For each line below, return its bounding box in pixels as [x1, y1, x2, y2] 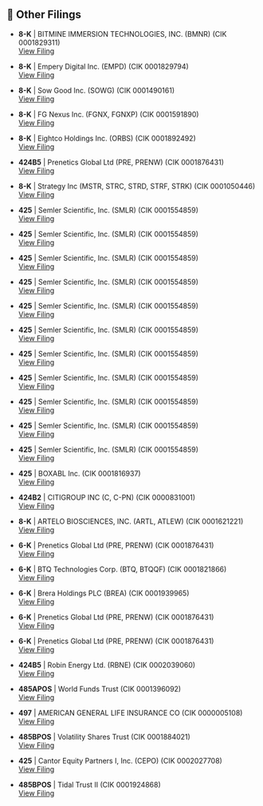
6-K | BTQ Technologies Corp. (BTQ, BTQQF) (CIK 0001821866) [18, 564, 227, 574]
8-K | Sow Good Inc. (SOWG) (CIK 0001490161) [18, 85, 175, 95]
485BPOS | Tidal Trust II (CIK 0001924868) [18, 780, 162, 789]
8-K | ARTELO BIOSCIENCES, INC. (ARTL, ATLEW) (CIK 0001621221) [18, 516, 244, 526]
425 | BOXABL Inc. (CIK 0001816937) [18, 468, 141, 478]
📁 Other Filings [6, 8, 82, 22]
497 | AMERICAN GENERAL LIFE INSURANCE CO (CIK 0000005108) [18, 708, 243, 717]
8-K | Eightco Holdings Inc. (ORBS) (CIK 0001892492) [18, 133, 196, 143]
